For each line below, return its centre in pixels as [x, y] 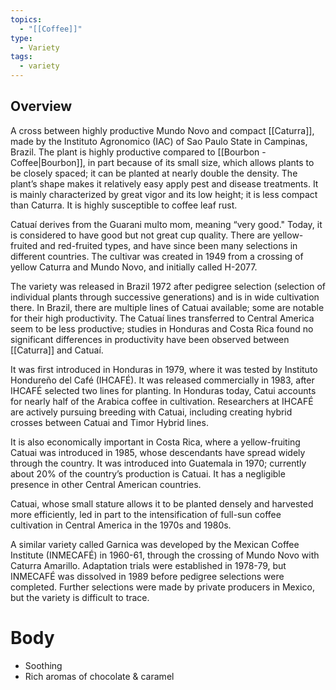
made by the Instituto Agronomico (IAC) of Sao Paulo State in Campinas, [159, 141]
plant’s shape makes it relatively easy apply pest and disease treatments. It [164, 183]
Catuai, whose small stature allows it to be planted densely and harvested [162, 503]
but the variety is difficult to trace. [80, 597]
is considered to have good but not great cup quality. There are [140, 235]
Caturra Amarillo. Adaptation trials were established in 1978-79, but [148, 565]
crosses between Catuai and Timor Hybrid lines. [109, 422]
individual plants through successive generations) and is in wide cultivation [165, 297]
